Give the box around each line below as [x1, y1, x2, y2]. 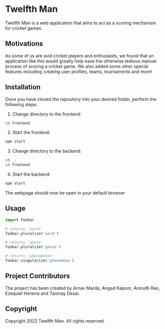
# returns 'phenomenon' [5, 254, 55, 259]
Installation [5, 83, 41, 91]
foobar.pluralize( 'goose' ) [5, 245, 61, 250]
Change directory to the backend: [12, 148, 82, 154]
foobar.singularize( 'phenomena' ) [5, 258, 75, 263]
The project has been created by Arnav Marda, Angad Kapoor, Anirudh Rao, [5, 285, 161, 291]
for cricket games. [5, 25, 43, 31]
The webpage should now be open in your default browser [5, 190, 125, 196]
